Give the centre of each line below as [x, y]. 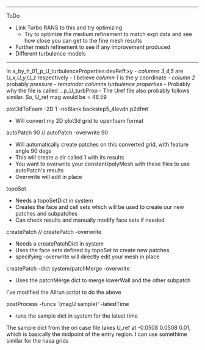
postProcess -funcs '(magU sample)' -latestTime [68, 304]
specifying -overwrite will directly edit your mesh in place [87, 257]
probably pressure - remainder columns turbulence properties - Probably [98, 84]
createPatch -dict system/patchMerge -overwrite [68, 268]
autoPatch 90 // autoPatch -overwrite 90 [57, 133]
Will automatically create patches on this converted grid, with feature [102, 144]
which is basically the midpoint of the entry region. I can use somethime [97, 334]
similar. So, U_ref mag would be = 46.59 [56, 97]
